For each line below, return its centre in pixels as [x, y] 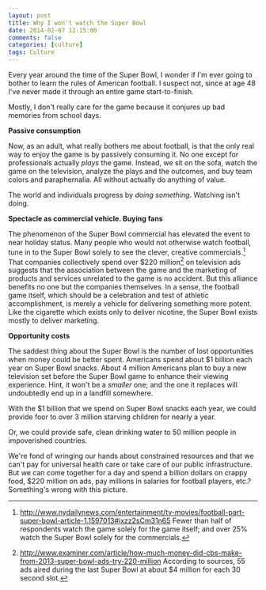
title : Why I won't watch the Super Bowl [78, 23]
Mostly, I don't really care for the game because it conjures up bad [117, 107]
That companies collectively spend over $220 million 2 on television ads [125, 261]
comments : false [35, 38]
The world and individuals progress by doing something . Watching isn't [124, 195]
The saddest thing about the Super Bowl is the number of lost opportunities [131, 351]
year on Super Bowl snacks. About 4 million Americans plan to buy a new [127, 368]
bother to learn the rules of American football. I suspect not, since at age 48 [132, 83]
